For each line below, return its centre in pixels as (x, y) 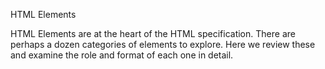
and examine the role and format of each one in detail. (122, 55)
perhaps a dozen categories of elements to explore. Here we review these (163, 44)
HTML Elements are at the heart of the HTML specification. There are (153, 33)
